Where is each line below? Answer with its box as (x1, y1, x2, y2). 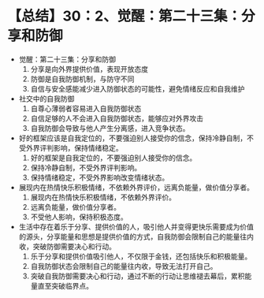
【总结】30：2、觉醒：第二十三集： (7, 7, 242, 25)
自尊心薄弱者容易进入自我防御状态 (30, 103, 142, 113)
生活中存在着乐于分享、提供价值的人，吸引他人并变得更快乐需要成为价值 (18, 222, 254, 231)
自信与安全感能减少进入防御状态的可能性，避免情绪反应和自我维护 (30, 84, 245, 93)
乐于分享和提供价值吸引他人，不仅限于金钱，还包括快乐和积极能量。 (30, 251, 252, 261)
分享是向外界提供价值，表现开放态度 (30, 64, 149, 73)
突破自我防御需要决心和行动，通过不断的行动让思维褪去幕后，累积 (30, 271, 245, 281)
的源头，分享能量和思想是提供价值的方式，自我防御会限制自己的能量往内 (18, 232, 254, 241)
